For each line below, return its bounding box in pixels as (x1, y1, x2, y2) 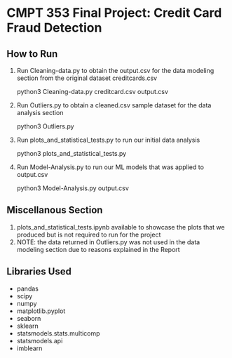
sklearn (16, 321, 39, 330)
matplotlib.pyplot (16, 307, 66, 315)
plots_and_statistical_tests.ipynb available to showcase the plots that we (16, 223, 225, 231)
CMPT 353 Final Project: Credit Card (6, 5, 222, 21)
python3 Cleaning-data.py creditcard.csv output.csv (16, 88, 169, 95)
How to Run (6, 48, 58, 60)
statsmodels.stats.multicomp (16, 329, 100, 338)
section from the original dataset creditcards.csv (16, 74, 158, 82)
